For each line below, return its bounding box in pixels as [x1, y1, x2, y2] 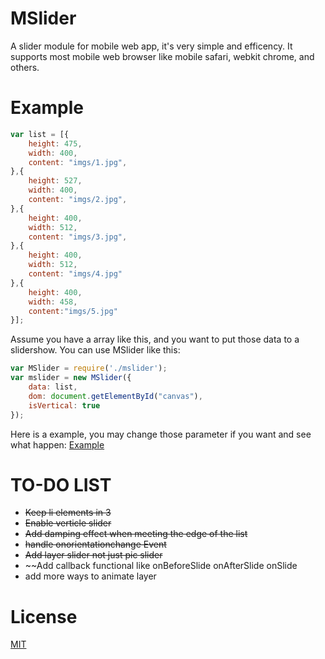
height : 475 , [28, 138, 83, 149]
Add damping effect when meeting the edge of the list [24, 528, 248, 540]
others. [10, 61, 40, 73]
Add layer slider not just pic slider [24, 549, 163, 561]
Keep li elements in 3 [24, 507, 112, 519]
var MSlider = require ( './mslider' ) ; [10, 363, 168, 374]
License [10, 605, 78, 628]
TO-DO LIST [10, 473, 112, 496]
